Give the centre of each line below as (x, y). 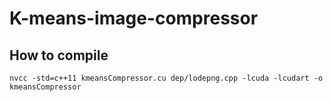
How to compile (59, 55)
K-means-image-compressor (134, 18)
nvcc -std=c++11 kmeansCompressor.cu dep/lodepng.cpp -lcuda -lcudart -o (166, 78)
